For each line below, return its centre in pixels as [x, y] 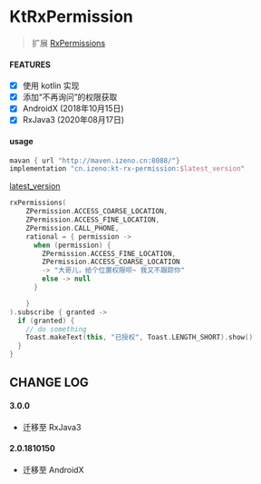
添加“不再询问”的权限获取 [70, 97]
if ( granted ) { [46, 321]
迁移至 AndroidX [53, 469]
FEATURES [30, 64]
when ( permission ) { [72, 245]
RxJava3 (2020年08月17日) [73, 120]
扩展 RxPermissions [68, 43]
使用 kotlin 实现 [51, 86]
